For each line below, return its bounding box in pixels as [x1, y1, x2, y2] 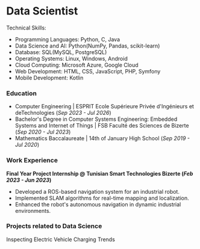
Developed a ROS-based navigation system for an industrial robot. [14, 188, 180, 195]
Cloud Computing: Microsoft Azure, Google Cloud [14, 61, 139, 69]
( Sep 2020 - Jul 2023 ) [14, 128, 71, 136]
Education [6, 89, 37, 97]
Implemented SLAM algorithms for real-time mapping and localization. [14, 194, 190, 201]
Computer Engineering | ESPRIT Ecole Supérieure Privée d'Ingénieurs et [14, 103, 195, 110]
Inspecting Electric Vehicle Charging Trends [6, 236, 116, 243]
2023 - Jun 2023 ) [6, 176, 52, 183]
